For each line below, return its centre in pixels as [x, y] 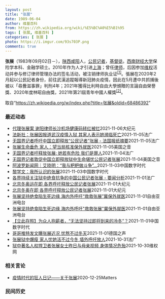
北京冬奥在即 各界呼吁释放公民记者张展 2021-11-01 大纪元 [69, 190]
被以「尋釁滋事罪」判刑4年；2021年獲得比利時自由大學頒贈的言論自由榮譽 [81, 86]
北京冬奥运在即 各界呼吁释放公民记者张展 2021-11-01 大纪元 [71, 184]
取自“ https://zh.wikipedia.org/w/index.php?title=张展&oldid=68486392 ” [78, 103]
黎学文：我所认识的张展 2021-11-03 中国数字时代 [60, 172]
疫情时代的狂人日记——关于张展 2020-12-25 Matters [65, 277]
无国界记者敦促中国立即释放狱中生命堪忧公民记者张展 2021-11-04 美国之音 [86, 159]
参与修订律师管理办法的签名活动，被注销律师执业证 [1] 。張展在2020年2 [85, 73]
